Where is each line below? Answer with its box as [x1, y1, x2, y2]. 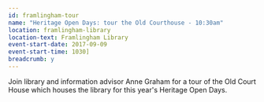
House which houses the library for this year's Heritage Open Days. [8, 85, 228, 94]
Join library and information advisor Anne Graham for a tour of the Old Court [8, 76, 256, 86]
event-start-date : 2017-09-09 [8, 41, 108, 49]
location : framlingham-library [8, 26, 111, 34]
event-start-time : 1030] [8, 48, 90, 56]
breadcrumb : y [8, 56, 55, 64]
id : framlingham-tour [8, 11, 80, 20]
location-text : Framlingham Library [8, 33, 128, 42]
